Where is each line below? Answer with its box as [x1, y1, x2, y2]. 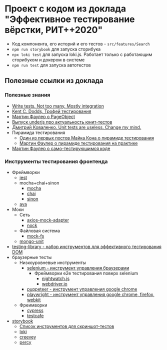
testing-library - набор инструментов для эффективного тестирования [11, 243, 162, 249]
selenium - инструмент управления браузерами [26, 264, 129, 270]
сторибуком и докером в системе [11, 56, 85, 62]
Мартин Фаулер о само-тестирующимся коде [11, 145, 110, 151]
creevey [19, 333, 36, 340]
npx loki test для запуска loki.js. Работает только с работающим [11, 51, 152, 57]
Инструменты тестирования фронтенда [4, 158, 108, 165]
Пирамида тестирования [11, 129, 65, 135]
